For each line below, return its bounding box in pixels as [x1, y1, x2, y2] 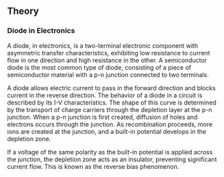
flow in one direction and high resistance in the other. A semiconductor [7, 56, 208, 64]
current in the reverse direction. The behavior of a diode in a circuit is [7, 91, 203, 99]
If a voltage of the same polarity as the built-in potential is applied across [7, 148, 213, 156]
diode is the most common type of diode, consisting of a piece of [7, 63, 192, 71]
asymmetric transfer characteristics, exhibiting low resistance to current [7, 49, 210, 57]
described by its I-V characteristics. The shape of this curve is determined [7, 98, 217, 107]
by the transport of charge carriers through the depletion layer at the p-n [7, 105, 212, 113]
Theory [7, 5, 40, 17]
